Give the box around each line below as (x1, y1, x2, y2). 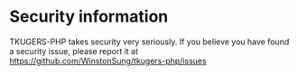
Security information (9, 6, 169, 27)
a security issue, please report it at (9, 45, 138, 56)
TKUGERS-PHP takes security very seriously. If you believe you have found (9, 36, 290, 47)
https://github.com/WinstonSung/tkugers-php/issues (9, 55, 207, 66)
